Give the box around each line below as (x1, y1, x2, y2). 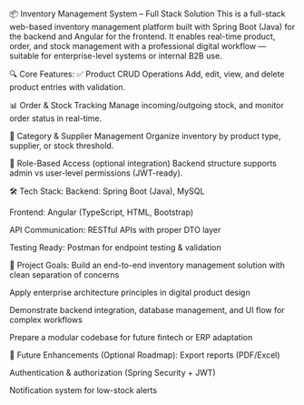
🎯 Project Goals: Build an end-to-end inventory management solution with (9, 259, 286, 270)
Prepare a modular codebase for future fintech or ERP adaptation (9, 332, 253, 342)
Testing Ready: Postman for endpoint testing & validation (9, 242, 222, 253)
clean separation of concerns (9, 269, 120, 280)
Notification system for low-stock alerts (9, 385, 157, 395)
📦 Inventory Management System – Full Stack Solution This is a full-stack (9, 8, 286, 19)
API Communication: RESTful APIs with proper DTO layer (9, 225, 221, 235)
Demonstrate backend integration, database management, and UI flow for (9, 305, 285, 315)
